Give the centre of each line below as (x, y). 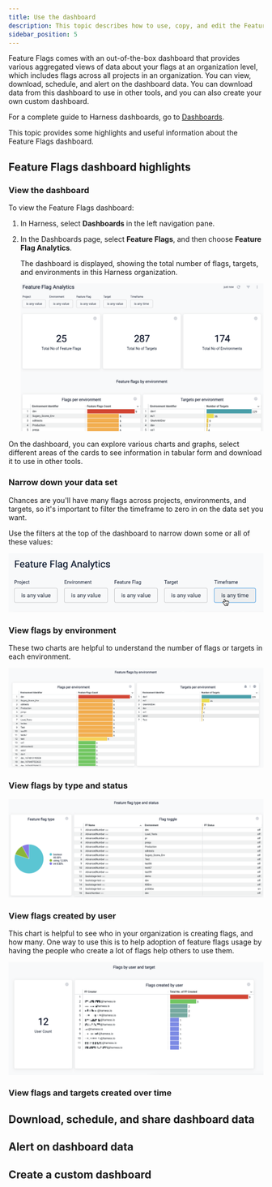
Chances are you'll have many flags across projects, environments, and (127, 500)
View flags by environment (62, 630)
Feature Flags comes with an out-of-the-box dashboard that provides (124, 58)
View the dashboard (49, 190)
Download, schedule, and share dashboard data (132, 1119)
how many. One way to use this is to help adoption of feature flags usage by (135, 942)
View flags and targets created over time (90, 1093)
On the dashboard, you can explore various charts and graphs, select (124, 444)
